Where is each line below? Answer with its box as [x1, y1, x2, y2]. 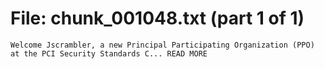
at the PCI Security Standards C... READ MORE [10, 48, 208, 59]
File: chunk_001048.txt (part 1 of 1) [10, 7, 305, 30]
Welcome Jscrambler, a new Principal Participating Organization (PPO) [10, 40, 315, 50]
